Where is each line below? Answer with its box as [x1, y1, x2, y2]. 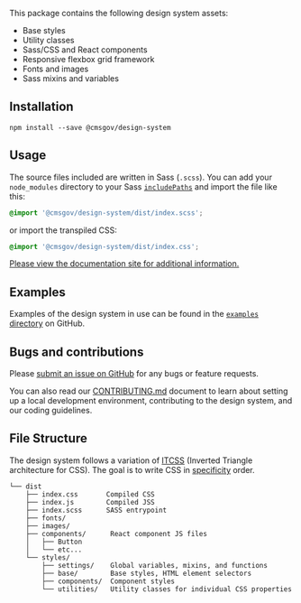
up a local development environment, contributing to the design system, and [9, 395, 293, 405]
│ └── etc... [25, 545, 83, 554]
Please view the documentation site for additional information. [9, 258, 240, 269]
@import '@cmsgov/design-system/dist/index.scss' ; [9, 208, 204, 218]
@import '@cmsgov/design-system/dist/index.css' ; [9, 242, 200, 251]
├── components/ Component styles [41, 577, 176, 586]
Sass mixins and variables [22, 73, 120, 84]
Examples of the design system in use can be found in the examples [9, 309, 260, 320]
